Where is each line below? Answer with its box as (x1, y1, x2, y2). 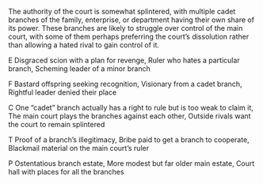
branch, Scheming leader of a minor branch (8, 64, 151, 73)
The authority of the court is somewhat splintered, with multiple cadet (8, 7, 236, 16)
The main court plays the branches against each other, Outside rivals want (8, 111, 251, 121)
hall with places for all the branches (8, 167, 124, 176)
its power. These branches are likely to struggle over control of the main (8, 24, 243, 32)
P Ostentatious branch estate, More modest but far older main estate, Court (8, 159, 255, 168)
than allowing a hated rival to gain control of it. (8, 40, 160, 50)
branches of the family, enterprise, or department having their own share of (8, 15, 255, 24)
